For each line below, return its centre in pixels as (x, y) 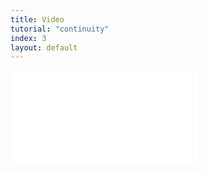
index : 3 (28, 38)
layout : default (44, 47)
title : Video (37, 19)
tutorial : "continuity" (60, 29)
